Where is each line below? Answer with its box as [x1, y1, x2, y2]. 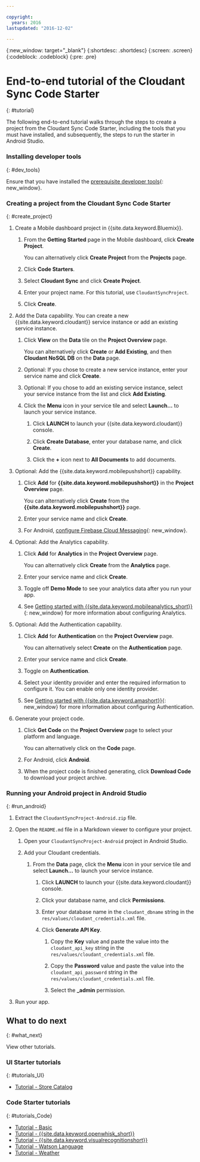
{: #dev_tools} [6, 166, 41, 173]
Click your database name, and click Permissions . [41, 897, 166, 904]
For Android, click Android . [23, 756, 91, 763]
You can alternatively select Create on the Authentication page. [23, 644, 183, 651]
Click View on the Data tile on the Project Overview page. [23, 336, 168, 344]
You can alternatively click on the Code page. [23, 744, 136, 751]
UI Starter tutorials [6, 1058, 61, 1066]
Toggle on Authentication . [23, 667, 90, 675]
